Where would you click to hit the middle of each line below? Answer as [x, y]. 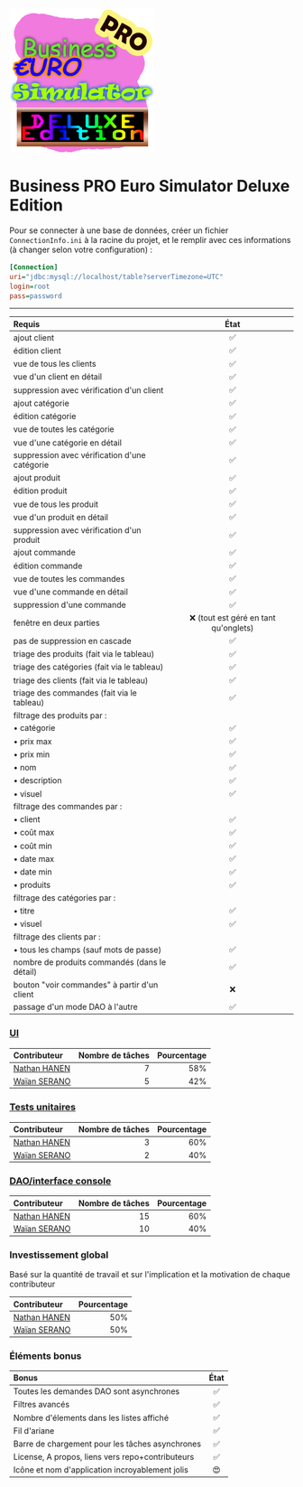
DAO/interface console [60, 1181]
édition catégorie [45, 416]
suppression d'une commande [69, 605]
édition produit [40, 491]
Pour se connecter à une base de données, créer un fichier [119, 230]
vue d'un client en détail [57, 377]
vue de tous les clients [55, 364]
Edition [36, 206]
